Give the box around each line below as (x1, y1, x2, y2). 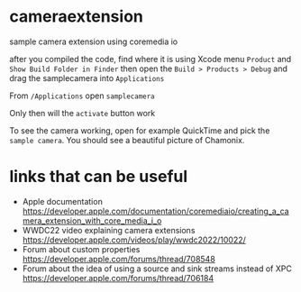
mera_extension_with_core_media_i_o (22, 214, 162, 226)
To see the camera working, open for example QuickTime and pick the (9, 124, 270, 136)
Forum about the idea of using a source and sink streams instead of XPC (22, 263, 293, 274)
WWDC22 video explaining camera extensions (22, 224, 196, 235)
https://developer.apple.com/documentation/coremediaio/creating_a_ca (22, 205, 290, 216)
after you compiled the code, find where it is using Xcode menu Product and (9, 53, 292, 64)
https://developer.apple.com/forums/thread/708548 (22, 253, 216, 264)
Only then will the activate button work (9, 107, 156, 118)
